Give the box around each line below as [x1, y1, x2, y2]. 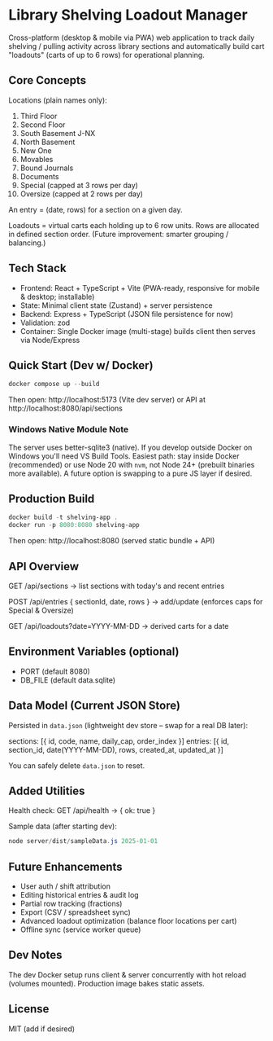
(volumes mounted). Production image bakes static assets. [8, 978, 205, 988]
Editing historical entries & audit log [19, 890, 140, 900]
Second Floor [19, 120, 66, 130]
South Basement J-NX [19, 128, 96, 138]
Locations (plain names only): [8, 95, 107, 105]
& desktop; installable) [19, 292, 95, 301]
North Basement [19, 137, 76, 147]
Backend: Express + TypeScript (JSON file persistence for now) [19, 309, 234, 318]
